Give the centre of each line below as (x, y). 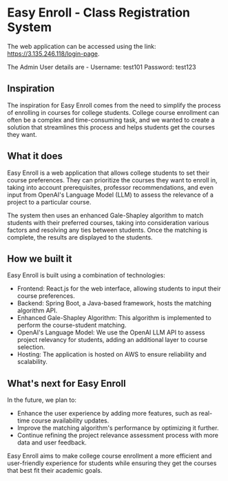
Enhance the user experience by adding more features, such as (107, 414)
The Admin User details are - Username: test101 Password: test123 (102, 67)
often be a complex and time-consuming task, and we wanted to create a (111, 120)
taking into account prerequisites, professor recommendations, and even (110, 187)
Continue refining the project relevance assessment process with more (118, 436)
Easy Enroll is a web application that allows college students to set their (108, 173)
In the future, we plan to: (42, 400)
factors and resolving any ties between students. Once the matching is (107, 230)
